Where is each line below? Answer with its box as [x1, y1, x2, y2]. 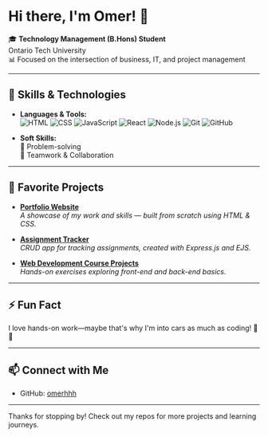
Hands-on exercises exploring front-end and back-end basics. [19, 266, 227, 276]
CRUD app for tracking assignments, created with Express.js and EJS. [19, 242, 251, 252]
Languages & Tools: [19, 109, 88, 119]
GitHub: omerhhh [19, 388, 77, 398]
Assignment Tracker [19, 234, 89, 244]
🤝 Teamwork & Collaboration [19, 150, 114, 159]
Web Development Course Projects [19, 258, 140, 268]
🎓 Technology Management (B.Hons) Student [8, 33, 166, 43]
